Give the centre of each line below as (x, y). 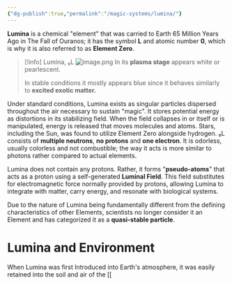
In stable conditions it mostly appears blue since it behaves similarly (122, 83)
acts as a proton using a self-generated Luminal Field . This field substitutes (116, 176)
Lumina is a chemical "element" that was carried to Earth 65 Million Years (113, 33)
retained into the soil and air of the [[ (60, 274)
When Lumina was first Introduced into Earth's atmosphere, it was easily (111, 267)
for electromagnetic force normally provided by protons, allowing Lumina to (116, 184)
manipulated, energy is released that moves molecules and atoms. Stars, (111, 125)
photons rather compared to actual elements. (72, 155)
